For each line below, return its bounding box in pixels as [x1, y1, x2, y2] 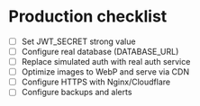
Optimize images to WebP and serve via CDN [21, 66, 190, 77]
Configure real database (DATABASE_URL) [21, 47, 179, 57]
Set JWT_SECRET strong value [21, 36, 136, 47]
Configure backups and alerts [21, 87, 132, 98]
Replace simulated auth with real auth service [21, 57, 191, 67]
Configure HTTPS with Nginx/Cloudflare [21, 76, 171, 87]
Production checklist [8, 6, 168, 27]
